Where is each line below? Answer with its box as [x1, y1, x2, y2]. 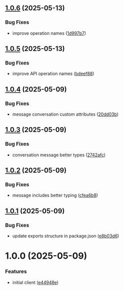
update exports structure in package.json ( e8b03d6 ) [12, 233, 120, 239]
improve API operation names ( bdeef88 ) [12, 71, 95, 76]
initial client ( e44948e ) [12, 279, 59, 285]
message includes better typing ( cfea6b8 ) [12, 192, 98, 198]
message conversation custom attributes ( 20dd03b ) [12, 111, 119, 117]
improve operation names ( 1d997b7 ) [12, 30, 86, 36]
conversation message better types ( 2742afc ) [12, 151, 106, 158]
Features [5, 268, 27, 275]
